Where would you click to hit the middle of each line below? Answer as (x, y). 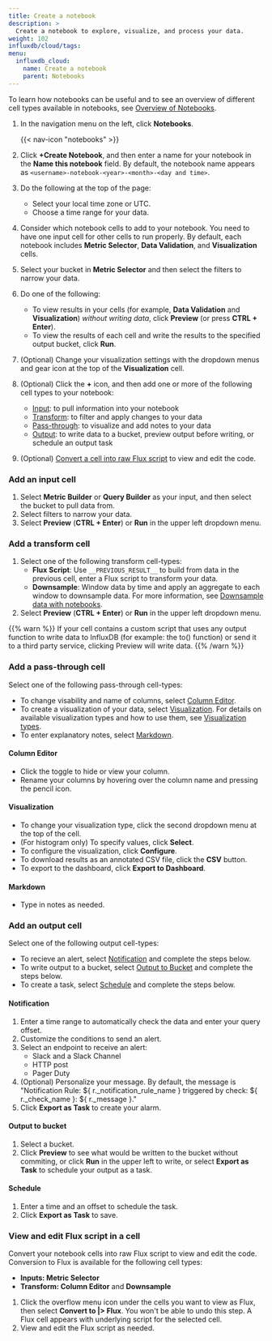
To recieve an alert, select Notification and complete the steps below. (135, 959)
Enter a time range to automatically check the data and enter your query (140, 1021)
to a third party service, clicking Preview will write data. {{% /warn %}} (126, 646)
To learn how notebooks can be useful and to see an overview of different (132, 99)
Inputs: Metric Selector (59, 1278)
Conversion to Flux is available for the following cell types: (105, 1262)
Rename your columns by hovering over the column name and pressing (139, 779)
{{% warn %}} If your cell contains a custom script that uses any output (127, 629)
